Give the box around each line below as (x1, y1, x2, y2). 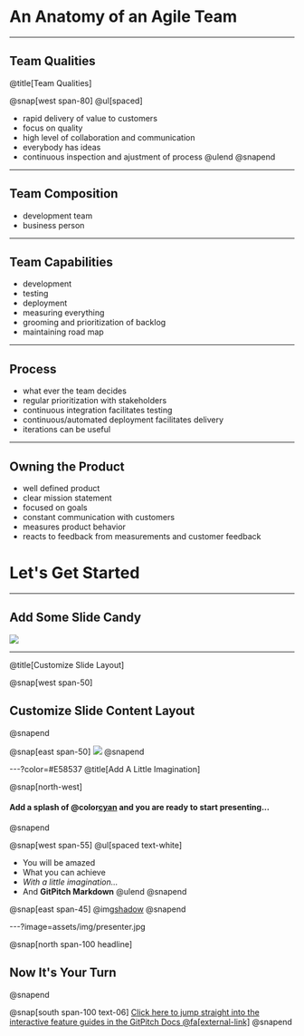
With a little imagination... (22, 876, 119, 887)
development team (22, 210, 93, 221)
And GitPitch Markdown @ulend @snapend (22, 886, 187, 896)
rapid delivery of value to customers (22, 112, 158, 123)
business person (22, 219, 85, 230)
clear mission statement (22, 492, 112, 503)
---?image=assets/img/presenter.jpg (9, 921, 147, 932)
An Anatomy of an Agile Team (9, 6, 238, 27)
